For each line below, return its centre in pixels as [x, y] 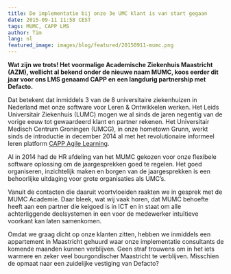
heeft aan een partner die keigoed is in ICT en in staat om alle [95, 207]
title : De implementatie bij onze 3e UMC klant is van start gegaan [108, 13]
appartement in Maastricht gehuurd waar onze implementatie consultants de [116, 241]
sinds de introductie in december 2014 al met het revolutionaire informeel [111, 136]
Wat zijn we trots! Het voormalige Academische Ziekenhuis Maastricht [110, 65]
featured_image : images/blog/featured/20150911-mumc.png [91, 45]
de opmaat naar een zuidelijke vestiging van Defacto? [84, 263]
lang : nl [20, 39]
